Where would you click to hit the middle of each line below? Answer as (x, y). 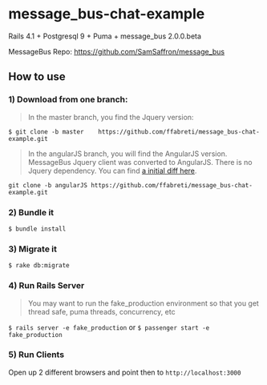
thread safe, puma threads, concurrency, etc (101, 311)
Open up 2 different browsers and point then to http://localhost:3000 (125, 372)
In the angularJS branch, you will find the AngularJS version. (127, 154)
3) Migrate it (33, 249)
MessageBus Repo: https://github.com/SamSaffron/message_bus (117, 51)
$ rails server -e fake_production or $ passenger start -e (109, 327)
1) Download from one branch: (68, 99)
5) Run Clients (36, 355)
